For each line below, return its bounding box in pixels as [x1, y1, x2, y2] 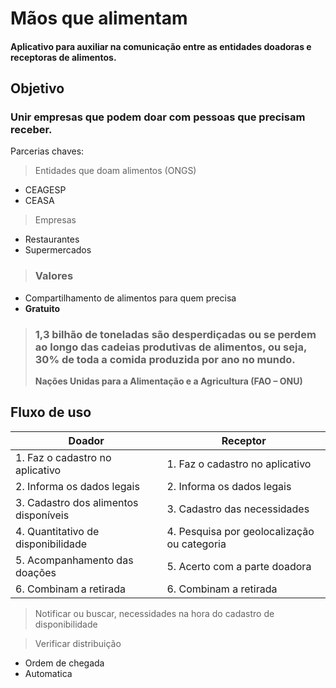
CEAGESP [24, 184, 67, 196]
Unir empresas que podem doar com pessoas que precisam [10, 110, 306, 124]
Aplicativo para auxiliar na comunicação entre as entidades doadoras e [10, 40, 312, 52]
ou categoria [166, 537, 227, 551]
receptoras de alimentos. [10, 51, 117, 63]
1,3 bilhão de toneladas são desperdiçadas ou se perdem [34, 327, 317, 341]
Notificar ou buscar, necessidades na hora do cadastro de [34, 607, 275, 619]
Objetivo [10, 80, 65, 97]
